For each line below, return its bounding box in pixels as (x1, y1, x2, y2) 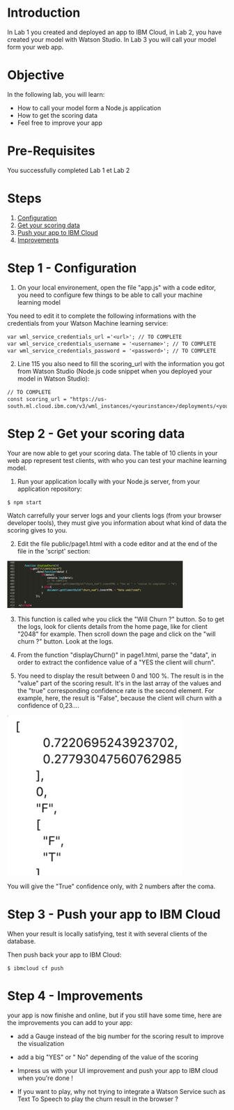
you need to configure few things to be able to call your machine (17, 291, 203, 299)
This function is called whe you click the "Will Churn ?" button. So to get (17, 615, 225, 623)
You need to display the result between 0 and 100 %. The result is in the (17, 671, 224, 680)
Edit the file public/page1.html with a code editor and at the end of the (17, 539, 218, 548)
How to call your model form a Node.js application (17, 103, 162, 112)
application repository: (17, 485, 82, 493)
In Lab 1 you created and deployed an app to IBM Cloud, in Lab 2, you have (7, 28, 222, 36)
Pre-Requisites (7, 143, 95, 159)
